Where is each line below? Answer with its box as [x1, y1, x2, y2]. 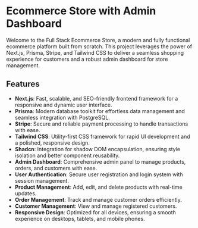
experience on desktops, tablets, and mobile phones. [14, 215, 145, 222]
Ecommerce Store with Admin [6, 4, 156, 18]
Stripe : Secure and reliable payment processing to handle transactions [14, 120, 188, 127]
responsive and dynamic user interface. [14, 101, 112, 108]
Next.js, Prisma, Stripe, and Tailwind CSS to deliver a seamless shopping [6, 49, 184, 56]
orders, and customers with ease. [14, 164, 98, 171]
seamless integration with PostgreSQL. [14, 114, 110, 121]
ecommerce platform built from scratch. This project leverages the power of [6, 43, 192, 50]
